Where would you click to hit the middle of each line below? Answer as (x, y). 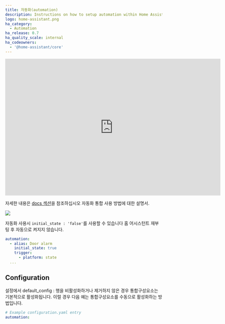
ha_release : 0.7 (22, 33)
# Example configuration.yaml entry (43, 312)
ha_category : (19, 24)
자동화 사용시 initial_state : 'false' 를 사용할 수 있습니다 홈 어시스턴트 (77, 223)
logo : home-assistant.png (32, 19)
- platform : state (37, 258)
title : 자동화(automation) (32, 10)
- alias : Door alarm (31, 243)
